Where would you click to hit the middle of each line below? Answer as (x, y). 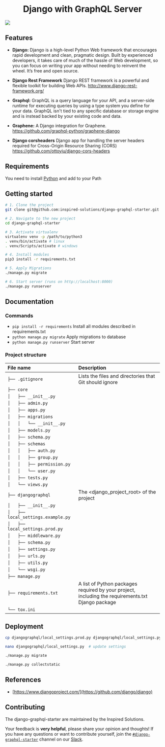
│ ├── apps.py (27, 410)
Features (19, 38)
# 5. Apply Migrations (28, 268)
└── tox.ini (22, 609)
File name (19, 367)
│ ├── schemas (27, 444)
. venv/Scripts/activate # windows (41, 246)
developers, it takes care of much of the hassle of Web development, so (85, 60)
